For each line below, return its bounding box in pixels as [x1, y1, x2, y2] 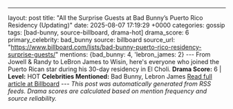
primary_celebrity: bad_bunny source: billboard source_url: [8, 36, 176, 43]
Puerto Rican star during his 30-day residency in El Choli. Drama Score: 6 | [8, 65, 222, 73]
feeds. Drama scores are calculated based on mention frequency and [8, 87, 207, 95]
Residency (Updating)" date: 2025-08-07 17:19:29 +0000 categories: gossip [8, 21, 225, 29]
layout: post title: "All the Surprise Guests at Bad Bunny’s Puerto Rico [8, 14, 203, 21]
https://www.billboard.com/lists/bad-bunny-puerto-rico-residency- [10, 43, 202, 51]
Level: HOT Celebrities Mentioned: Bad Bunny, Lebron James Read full [8, 72, 213, 80]
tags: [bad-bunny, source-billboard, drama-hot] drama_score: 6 [8, 28, 189, 37]
